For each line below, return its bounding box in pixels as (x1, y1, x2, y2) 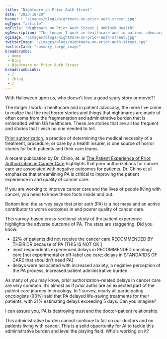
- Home (7, 53, 21, 59)
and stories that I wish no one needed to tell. (5, 125, 96, 132)
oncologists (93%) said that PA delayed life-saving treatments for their (5, 293, 150, 299)
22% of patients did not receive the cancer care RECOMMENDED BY (12, 236, 154, 242)
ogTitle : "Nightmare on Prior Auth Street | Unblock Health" (5, 26, 135, 31)
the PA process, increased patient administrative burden (12, 268, 128, 273)
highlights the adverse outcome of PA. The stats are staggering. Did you (5, 221, 153, 227)
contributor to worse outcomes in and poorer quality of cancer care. (5, 206, 145, 212)
